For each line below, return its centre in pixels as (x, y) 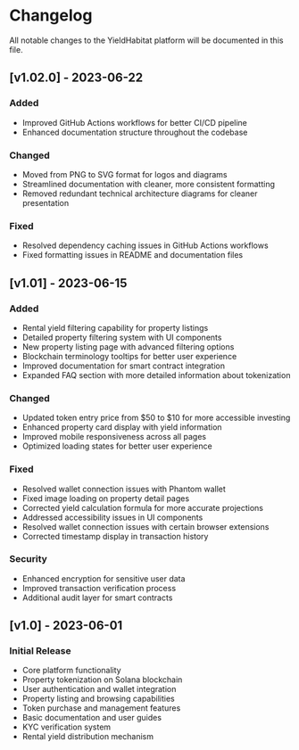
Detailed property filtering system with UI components (122, 337)
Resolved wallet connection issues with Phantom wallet (124, 489)
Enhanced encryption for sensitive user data (104, 578)
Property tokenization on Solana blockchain (102, 680)
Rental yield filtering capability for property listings (115, 327)
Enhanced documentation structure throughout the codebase (135, 132)
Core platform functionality (72, 671)
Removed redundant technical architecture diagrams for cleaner (140, 194)
